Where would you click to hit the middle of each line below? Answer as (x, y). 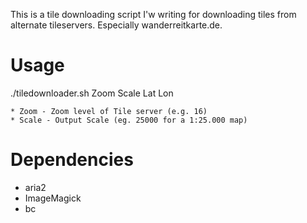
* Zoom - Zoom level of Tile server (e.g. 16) (109, 111)
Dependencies (72, 160)
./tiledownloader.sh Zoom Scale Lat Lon (92, 93)
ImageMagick (53, 198)
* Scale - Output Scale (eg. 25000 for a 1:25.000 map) (129, 120)
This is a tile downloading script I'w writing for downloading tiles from (153, 14)
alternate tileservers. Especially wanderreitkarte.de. (116, 25)
